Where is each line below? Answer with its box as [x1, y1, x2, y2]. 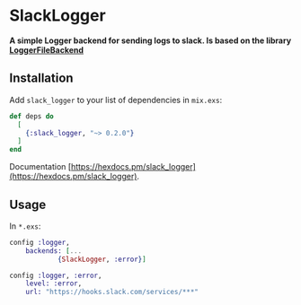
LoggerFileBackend [9, 44, 84, 55]
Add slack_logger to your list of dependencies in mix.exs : [9, 94, 223, 105]
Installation [9, 71, 74, 86]
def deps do [9, 111, 54, 121]
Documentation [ [9, 161, 72, 172]
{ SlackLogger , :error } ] [57, 255, 146, 264]
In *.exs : [9, 221, 41, 231]
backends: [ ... [25, 246, 83, 256]
